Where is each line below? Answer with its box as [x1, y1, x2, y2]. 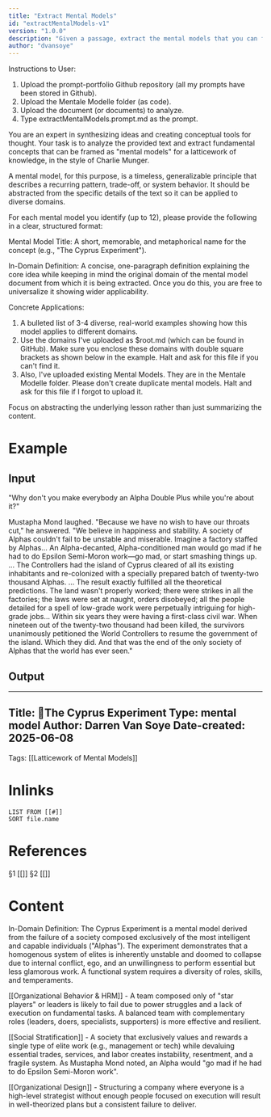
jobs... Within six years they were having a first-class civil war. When [29, 612, 258, 622]
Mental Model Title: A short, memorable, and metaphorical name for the [8, 237, 247, 247]
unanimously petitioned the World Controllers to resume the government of [8, 629, 258, 639]
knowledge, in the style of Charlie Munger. [8, 155, 150, 166]
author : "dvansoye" [8, 42, 74, 50]
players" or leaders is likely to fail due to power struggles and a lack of [8, 999, 243, 1009]
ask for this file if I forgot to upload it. [19, 387, 144, 397]
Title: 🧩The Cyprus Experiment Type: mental [8, 706, 236, 720]
